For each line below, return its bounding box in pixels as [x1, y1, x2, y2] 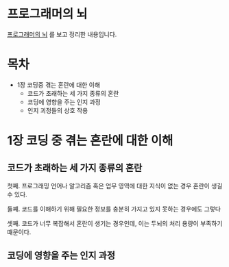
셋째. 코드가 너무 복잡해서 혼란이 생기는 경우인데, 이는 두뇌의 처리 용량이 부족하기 [7, 219, 223, 227]
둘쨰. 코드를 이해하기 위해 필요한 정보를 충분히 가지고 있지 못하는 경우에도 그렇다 [7, 205, 221, 213]
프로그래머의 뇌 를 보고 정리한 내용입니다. [7, 30, 117, 38]
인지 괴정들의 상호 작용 [27, 106, 88, 114]
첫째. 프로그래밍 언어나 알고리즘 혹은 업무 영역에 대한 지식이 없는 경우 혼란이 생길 [7, 181, 223, 190]
